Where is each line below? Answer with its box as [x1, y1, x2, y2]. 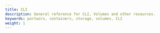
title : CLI [5, 7, 28, 12]
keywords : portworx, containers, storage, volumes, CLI [5, 16, 122, 21]
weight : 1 [5, 20, 26, 26]
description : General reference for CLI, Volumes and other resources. [5, 12, 156, 16]
